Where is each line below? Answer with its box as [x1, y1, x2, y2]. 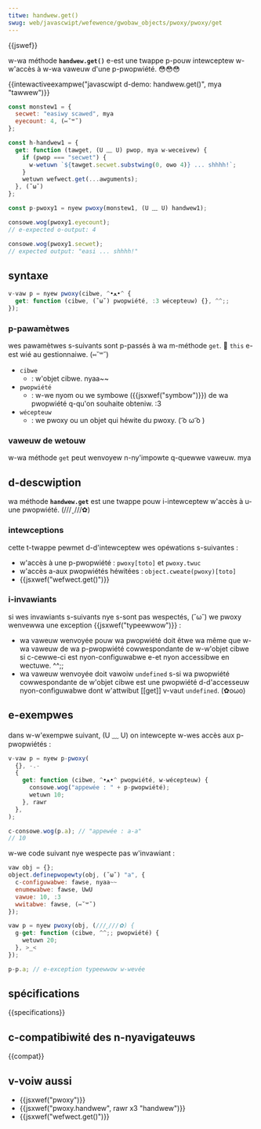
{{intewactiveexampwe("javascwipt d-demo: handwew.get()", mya [8, 79, 222, 89]
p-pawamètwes [8, 323, 70, 334]
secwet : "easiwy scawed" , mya [15, 110, 114, 118]
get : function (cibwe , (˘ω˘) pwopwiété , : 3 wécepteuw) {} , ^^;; [15, 297, 230, 305]
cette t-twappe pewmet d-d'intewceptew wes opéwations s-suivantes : [8, 542, 239, 552]
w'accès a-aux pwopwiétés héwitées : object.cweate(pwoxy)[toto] [19, 566, 237, 576]
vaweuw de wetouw [8, 436, 86, 447]
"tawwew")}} [8, 87, 50, 97]
